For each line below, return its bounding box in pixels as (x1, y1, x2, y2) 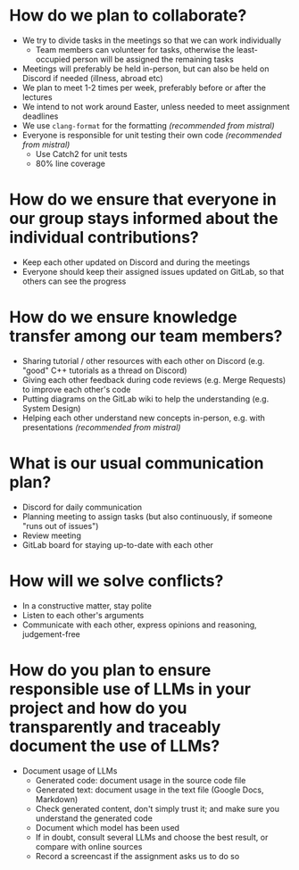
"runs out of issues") (21, 520, 99, 531)
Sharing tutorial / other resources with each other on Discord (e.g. (21, 355, 265, 366)
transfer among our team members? (9, 327, 283, 346)
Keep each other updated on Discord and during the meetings (21, 256, 251, 268)
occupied (35, 54, 71, 64)
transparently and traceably (9, 717, 221, 737)
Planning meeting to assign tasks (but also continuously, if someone (21, 510, 273, 522)
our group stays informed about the (9, 209, 278, 228)
